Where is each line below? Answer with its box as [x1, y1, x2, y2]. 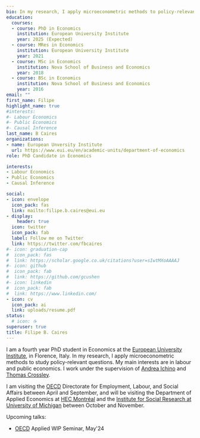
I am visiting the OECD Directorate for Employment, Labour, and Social [6, 383, 179, 390]
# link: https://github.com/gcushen [6, 274, 100, 280]
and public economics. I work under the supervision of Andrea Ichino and [6, 365, 186, 372]
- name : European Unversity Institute [6, 141, 102, 148]
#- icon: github [6, 263, 46, 269]
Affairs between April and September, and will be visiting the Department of [6, 389, 192, 396]
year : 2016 [17, 86, 44, 92]
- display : [6, 213, 33, 219]
